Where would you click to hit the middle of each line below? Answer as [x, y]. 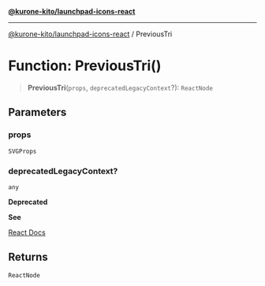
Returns [28, 257]
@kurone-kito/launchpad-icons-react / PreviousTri [90, 34]
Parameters [37, 112]
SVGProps [22, 151]
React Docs [27, 232]
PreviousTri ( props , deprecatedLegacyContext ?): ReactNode [120, 87]
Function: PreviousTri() [85, 66]
